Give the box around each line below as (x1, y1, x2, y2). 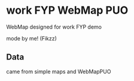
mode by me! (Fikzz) (6, 35, 57, 42)
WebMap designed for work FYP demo (6, 23, 102, 30)
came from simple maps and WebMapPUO (6, 68, 111, 75)
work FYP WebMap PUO (6, 4, 129, 17)
